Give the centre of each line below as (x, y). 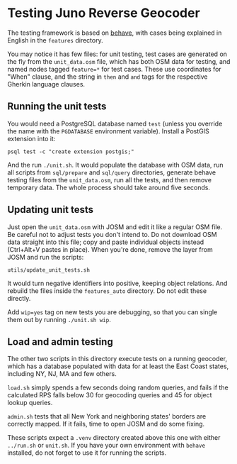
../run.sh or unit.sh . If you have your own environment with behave (106, 446)
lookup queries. (30, 403)
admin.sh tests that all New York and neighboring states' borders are (107, 416)
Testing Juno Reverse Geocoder (104, 13)
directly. (19, 298)
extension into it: (31, 138)
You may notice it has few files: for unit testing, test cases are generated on (117, 54)
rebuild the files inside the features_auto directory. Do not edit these (107, 291)
